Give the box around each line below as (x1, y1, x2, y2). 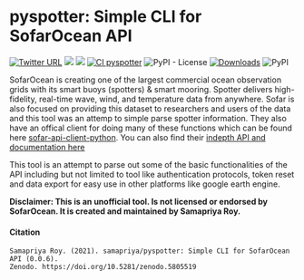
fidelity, (9, 93, 38, 104)
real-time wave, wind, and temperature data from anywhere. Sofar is (39, 93, 295, 104)
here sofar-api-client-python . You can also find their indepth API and (9, 131, 266, 142)
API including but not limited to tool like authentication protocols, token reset (9, 169, 295, 179)
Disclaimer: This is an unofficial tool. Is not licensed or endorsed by (9, 196, 269, 207)
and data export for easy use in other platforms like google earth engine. (9, 179, 281, 189)
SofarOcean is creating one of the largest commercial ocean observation (9, 74, 282, 85)
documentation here (9, 141, 85, 152)
